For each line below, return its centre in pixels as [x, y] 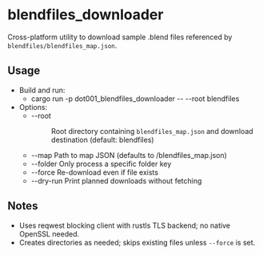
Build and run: [42, 90]
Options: [33, 107]
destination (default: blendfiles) [102, 140]
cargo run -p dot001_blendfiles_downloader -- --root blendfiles [135, 99]
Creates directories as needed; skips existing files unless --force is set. [137, 242]
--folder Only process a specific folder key [101, 164]
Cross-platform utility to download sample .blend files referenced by [120, 37]
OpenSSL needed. [49, 233]
